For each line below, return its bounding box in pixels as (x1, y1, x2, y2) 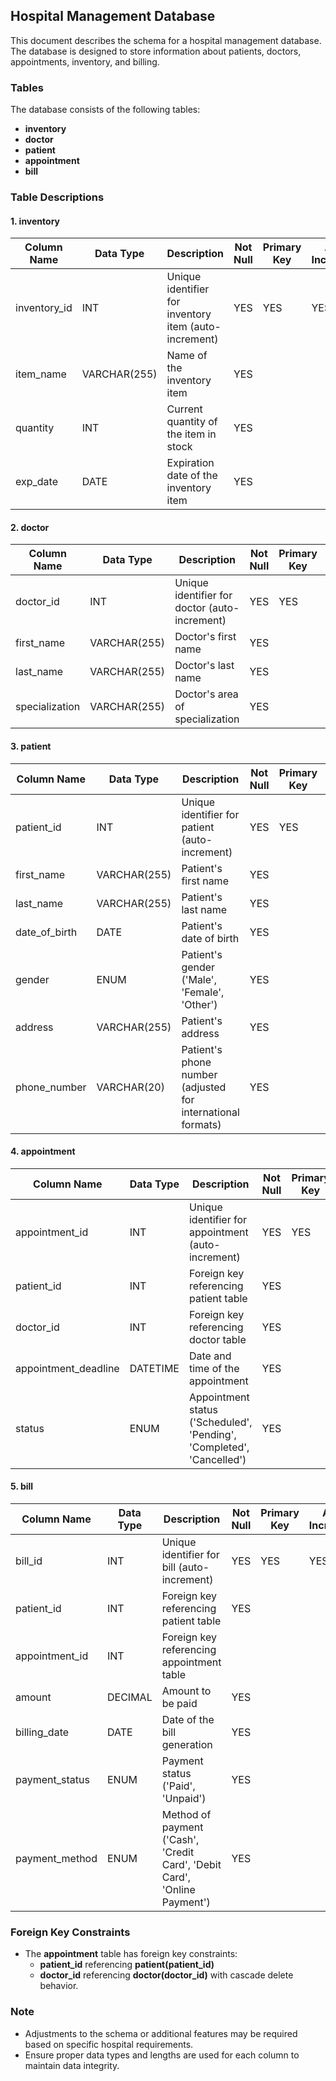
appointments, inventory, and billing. (10, 55, 160, 68)
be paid (161, 1697, 198, 1711)
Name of (166, 349, 208, 363)
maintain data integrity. (24, 2059, 120, 2071)
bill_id (15, 1554, 43, 1568)
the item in (166, 427, 217, 441)
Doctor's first (174, 630, 237, 644)
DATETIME (129, 1361, 180, 1375)
